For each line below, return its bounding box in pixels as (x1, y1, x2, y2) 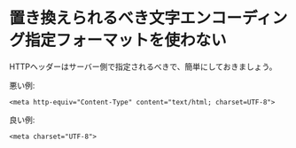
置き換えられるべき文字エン (9, 8, 212, 28)
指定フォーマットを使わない (25, 30, 228, 51)
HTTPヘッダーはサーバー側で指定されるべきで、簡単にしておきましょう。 (9, 61, 277, 72)
